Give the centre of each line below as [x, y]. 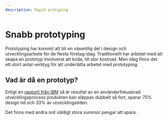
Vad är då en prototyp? [42, 80]
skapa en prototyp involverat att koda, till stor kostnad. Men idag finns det [81, 59]
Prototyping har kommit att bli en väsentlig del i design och [66, 48]
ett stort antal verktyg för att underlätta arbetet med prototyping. [72, 64]
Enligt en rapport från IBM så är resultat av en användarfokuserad [73, 92]
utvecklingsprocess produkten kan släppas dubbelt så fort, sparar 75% [78, 97]
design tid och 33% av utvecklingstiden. [47, 102]
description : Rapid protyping [37, 10]
